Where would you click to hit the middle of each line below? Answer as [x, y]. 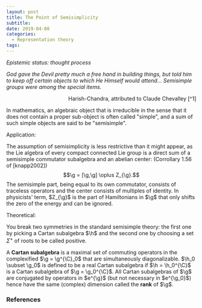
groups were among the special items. [54, 87]
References [24, 300]
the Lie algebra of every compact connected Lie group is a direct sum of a [99, 152]
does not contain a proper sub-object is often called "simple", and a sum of [99, 116]
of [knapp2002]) [27, 165]
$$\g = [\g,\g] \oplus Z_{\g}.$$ [101, 174]
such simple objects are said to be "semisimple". [66, 123]
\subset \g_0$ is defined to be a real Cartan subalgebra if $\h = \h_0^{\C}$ [99, 265]
